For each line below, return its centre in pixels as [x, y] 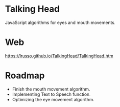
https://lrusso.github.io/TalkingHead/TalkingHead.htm [59, 56]
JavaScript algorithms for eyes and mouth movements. [60, 22]
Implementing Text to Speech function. [51, 94]
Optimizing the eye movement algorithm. [53, 99]
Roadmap [25, 75]
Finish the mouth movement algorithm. [51, 89]
